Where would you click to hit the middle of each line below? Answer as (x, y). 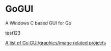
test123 (13, 33)
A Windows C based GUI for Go (38, 23)
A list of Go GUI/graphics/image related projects (55, 43)
